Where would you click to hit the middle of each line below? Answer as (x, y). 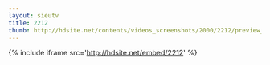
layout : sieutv (34, 15)
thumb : (19, 30)
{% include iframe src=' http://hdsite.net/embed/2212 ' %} (103, 53)
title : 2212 (28, 23)
